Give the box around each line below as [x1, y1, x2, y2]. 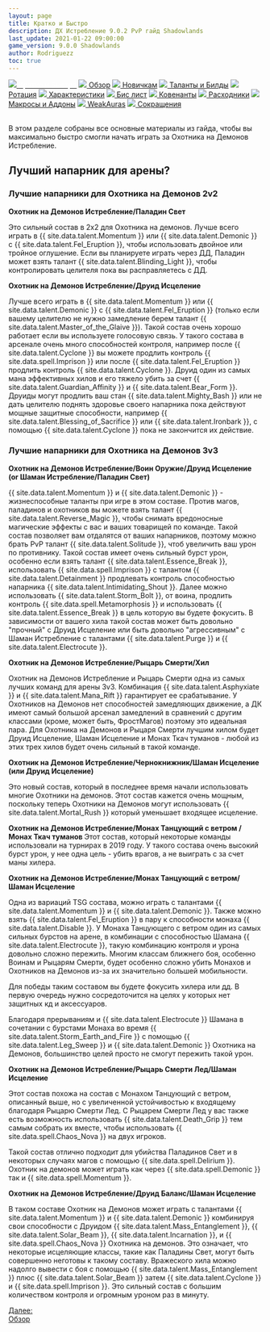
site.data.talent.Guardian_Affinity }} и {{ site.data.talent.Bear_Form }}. [8, 382, 238, 392]
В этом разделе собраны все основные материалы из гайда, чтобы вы [8, 123, 252, 133]
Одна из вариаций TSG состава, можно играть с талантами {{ [8, 897, 222, 907]
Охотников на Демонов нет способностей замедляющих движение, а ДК [8, 699, 262, 709]
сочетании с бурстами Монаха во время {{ [8, 1023, 157, 1033]
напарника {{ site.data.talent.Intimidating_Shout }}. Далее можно [8, 582, 228, 592]
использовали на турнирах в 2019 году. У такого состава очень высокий [8, 840, 260, 850]
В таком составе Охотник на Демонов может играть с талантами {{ [8, 1204, 243, 1213]
